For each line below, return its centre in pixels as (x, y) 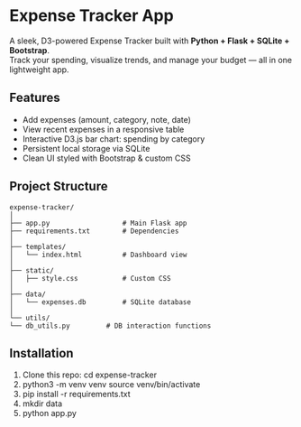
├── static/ (32, 270)
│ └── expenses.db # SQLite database (100, 302)
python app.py (49, 413)
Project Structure (59, 186)
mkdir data (42, 404)
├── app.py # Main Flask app (98, 223)
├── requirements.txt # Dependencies (94, 231)
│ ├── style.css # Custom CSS (90, 278)
